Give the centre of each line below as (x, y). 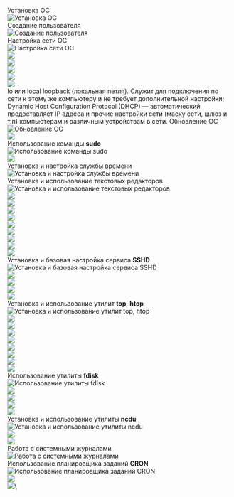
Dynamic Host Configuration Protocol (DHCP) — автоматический (104, 106)
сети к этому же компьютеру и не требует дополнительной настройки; (116, 98)
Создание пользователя (44, 25)
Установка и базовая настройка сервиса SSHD (79, 260)
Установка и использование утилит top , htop (76, 304)
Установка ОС (28, 10)
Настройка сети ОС (37, 41)
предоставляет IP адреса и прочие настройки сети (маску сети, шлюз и (117, 114)
